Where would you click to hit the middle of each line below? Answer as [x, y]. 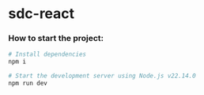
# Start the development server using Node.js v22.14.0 [102, 76]
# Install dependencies [47, 55]
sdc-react [42, 14]
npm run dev [28, 83]
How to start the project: [56, 38]
